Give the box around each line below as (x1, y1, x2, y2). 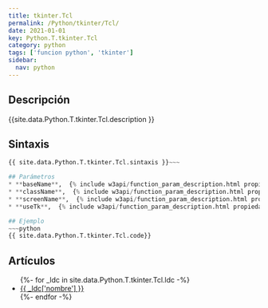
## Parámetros (8, 173, 56, 181)
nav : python (15, 64, 56, 72)
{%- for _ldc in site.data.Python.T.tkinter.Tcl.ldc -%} (19, 275, 190, 285)
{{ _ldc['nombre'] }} (19, 284, 85, 294)
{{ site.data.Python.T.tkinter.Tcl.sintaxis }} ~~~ (8, 159, 180, 167)
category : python (8, 41, 66, 49)
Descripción (8, 93, 70, 107)
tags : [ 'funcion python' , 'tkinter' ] (8, 49, 134, 57)
